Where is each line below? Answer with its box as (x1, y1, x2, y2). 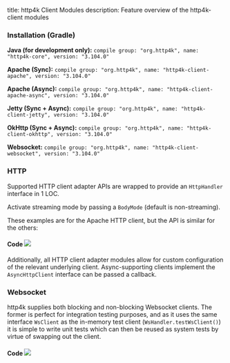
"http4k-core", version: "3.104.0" (7, 53, 110, 61)
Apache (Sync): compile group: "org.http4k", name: (7, 66, 160, 74)
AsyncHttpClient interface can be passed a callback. (7, 270, 157, 278)
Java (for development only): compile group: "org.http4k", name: (7, 46, 199, 55)
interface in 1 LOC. (7, 189, 60, 197)
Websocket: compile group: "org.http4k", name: (7, 143, 150, 151)
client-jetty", (7, 112, 51, 119)
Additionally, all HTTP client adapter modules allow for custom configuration (7, 255, 224, 264)
